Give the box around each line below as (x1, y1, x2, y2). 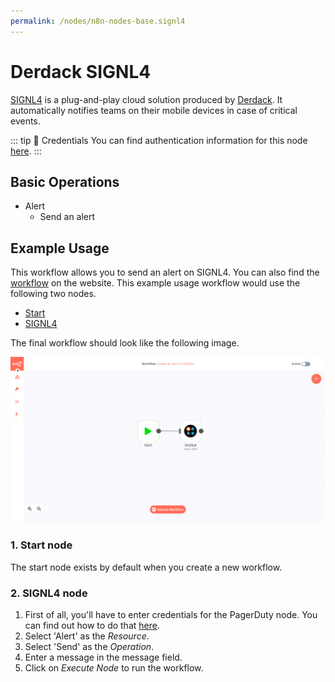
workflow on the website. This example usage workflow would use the (10, 277, 301, 289)
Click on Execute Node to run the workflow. (24, 662, 204, 674)
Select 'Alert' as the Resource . (24, 630, 150, 642)
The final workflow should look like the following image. (10, 337, 240, 349)
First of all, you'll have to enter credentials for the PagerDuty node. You (24, 609, 318, 621)
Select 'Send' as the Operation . (24, 641, 155, 653)
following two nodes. (10, 288, 97, 300)
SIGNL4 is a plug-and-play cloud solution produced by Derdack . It (10, 93, 283, 105)
